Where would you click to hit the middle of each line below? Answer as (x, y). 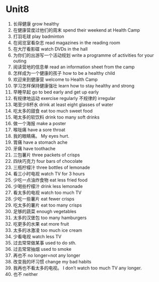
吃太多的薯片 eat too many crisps (47, 205)
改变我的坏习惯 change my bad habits (52, 261)
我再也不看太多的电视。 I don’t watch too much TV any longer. (77, 268)
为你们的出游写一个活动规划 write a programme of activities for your (83, 55)
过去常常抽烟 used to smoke (42, 249)
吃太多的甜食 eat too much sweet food (53, 111)
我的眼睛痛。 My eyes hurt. (41, 136)
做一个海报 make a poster (39, 123)
